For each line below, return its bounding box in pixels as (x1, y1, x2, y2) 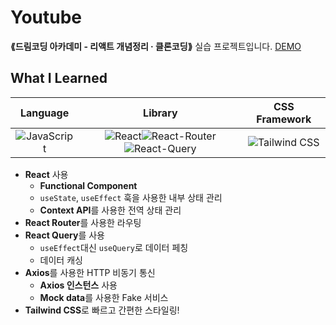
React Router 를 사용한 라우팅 (24, 216, 142, 228)
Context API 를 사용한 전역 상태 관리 (39, 204, 182, 216)
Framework (256, 112, 312, 126)
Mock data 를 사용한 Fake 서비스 (39, 291, 169, 303)
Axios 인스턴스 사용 (39, 279, 118, 291)
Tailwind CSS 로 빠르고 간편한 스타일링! (24, 304, 180, 316)
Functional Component (39, 179, 138, 191)
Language (19, 106, 70, 120)
